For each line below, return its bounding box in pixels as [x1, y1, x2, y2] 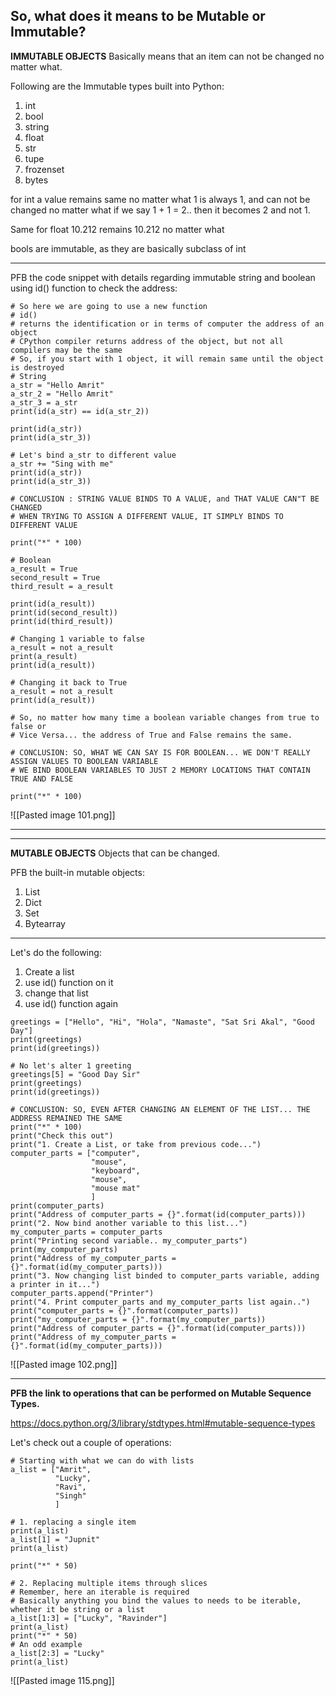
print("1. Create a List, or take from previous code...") [10, 1139, 262, 1149]
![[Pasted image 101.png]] [10, 809, 116, 821]
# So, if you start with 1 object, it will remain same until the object [10, 354, 325, 364]
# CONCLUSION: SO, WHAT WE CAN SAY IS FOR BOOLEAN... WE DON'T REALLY [10, 747, 311, 758]
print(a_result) [10, 651, 78, 661]
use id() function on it [24, 976, 114, 988]
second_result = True [10, 572, 101, 583]
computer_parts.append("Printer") [10, 1288, 155, 1298]
